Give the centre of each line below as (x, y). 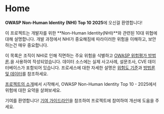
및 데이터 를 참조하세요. (27, 74)
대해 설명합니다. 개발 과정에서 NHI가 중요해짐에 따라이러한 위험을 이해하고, (76, 39)
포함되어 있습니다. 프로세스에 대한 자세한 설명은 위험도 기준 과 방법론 (91, 67)
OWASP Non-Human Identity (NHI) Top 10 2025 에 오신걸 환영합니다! (74, 22)
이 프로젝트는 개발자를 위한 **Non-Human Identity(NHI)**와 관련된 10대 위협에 (81, 33)
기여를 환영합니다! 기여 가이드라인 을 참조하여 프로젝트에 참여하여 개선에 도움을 (80, 100)
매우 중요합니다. (33, 45)
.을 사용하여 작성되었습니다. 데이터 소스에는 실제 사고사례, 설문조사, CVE (78, 61)
